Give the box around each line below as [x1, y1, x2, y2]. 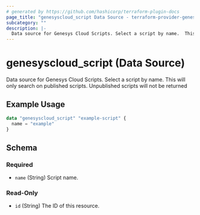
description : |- [6, 25, 46, 31]
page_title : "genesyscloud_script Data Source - [6, 14, 129, 20]
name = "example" [11, 121, 55, 127]
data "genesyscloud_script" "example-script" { [6, 115, 127, 121]
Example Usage [6, 99, 65, 110]
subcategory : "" [6, 20, 46, 26]
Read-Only [6, 189, 39, 197]
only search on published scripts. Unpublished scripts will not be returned [6, 83, 187, 90]
